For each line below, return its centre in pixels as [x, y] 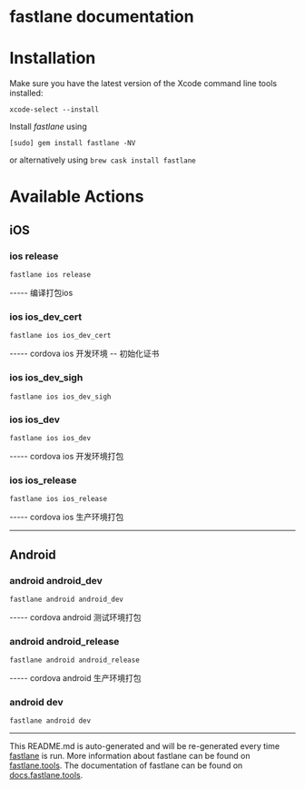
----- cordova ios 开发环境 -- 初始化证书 [84, 354]
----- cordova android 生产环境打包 [75, 678]
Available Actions [77, 197]
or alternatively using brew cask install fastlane [103, 160]
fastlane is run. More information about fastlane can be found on [130, 756]
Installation [53, 59]
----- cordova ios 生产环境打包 [67, 517]
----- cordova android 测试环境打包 [75, 617]
